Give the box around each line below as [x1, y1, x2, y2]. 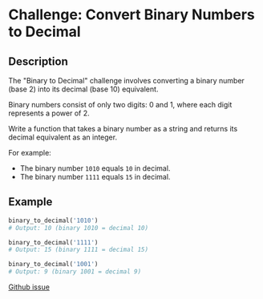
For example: [8, 148, 52, 157]
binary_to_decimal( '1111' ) [8, 238, 99, 246]
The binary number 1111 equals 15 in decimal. [19, 172, 171, 181]
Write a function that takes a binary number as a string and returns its [8, 124, 238, 133]
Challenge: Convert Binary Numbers [8, 6, 255, 24]
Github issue [8, 282, 51, 292]
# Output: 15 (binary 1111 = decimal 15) [8, 246, 149, 254]
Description [8, 55, 68, 68]
